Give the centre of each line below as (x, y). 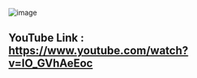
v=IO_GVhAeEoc (51, 64)
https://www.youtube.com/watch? (98, 51)
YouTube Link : (47, 38)
